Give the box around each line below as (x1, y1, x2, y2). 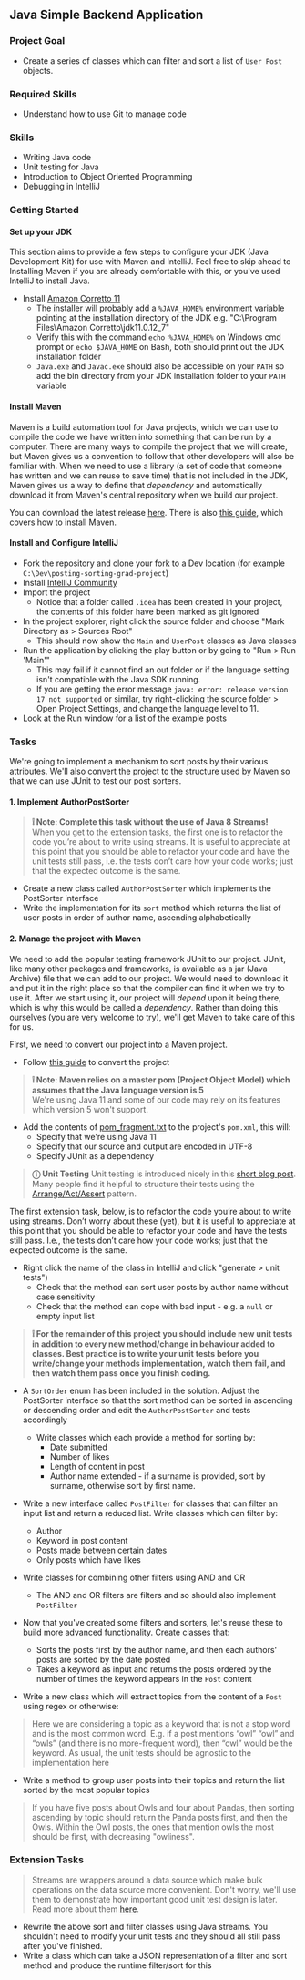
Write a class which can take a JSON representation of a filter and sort (22, 1950, 288, 1961)
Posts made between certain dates (36, 1544, 168, 1555)
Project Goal (9, 35, 66, 47)
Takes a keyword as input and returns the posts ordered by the (36, 1663, 272, 1675)
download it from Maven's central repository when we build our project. (9, 489, 279, 500)
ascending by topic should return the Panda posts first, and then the (31, 1811, 289, 1822)
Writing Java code (22, 152, 92, 163)
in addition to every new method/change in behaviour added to (31, 1339, 276, 1349)
